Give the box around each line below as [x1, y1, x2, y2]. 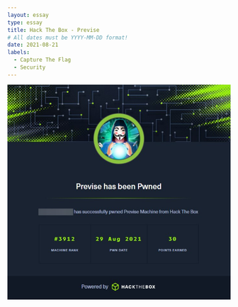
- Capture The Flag [13, 57, 72, 64]
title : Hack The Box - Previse [7, 26, 100, 33]
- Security [13, 64, 46, 71]
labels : [7, 49, 30, 56]
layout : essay [7, 11, 50, 18]
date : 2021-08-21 [7, 41, 59, 49]
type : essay [7, 18, 42, 26]
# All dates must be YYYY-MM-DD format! [7, 34, 129, 41]
